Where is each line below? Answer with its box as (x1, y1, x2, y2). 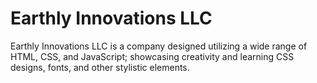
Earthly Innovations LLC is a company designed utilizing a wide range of (10, 40, 308, 52)
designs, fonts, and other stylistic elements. (10, 61, 190, 73)
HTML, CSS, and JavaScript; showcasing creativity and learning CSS (10, 50, 295, 62)
